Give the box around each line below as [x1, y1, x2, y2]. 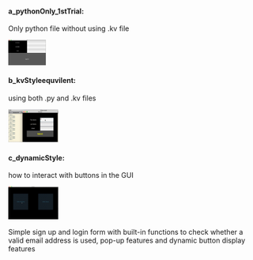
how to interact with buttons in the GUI [8, 171, 134, 180]
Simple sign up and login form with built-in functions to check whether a [8, 228, 244, 237]
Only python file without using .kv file [8, 24, 130, 33]
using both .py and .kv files [8, 93, 96, 103]
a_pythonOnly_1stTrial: [8, 6, 85, 16]
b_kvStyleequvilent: [8, 76, 77, 85]
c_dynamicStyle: [8, 153, 65, 162]
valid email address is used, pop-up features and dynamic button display [8, 236, 246, 245]
